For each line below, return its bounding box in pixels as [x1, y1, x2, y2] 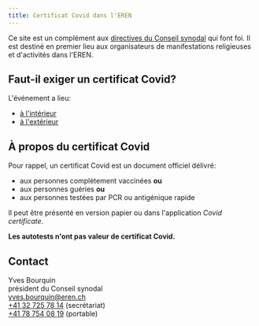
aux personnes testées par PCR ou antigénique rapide [19, 193, 195, 202]
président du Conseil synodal [8, 284, 103, 294]
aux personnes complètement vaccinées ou [19, 176, 163, 186]
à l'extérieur [19, 117, 59, 127]
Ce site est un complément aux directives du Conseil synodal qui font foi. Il [8, 33, 250, 43]
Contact [8, 254, 49, 268]
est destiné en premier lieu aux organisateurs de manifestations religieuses [8, 41, 252, 51]
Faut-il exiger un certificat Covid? [8, 72, 177, 87]
